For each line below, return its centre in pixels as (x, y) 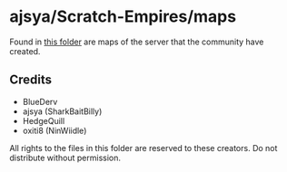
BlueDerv (40, 101)
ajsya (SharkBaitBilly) (62, 111)
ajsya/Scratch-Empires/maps (123, 17)
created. (25, 51)
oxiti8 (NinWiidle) (54, 130)
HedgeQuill (44, 120)
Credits (31, 80)
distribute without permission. (65, 158)
